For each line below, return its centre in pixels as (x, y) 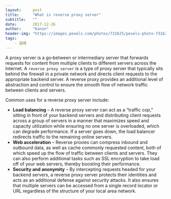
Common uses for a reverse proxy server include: (57, 100)
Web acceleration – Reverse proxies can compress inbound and (80, 142)
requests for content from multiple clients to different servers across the (81, 63)
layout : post (24, 10)
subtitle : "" (21, 19)
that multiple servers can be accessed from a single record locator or (85, 185)
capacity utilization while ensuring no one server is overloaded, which (86, 126)
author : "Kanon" (27, 29)
